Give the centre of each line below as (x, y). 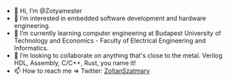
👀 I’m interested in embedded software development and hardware (110, 18)
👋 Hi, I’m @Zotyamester (48, 11)
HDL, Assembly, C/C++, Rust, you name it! (75, 63)
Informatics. (31, 48)
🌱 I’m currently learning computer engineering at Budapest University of (117, 33)
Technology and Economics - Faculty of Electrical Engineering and (110, 41)
